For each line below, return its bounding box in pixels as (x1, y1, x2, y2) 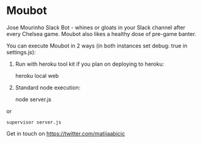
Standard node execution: (15, 83, 81, 91)
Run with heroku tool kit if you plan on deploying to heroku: (15, 60, 164, 68)
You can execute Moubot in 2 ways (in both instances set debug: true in (6, 42, 188, 49)
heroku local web (15, 72, 59, 79)
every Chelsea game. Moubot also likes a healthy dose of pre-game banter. (6, 30, 196, 37)
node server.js (15, 96, 52, 103)
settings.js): (6, 48, 36, 55)
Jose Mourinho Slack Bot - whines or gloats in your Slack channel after (6, 24, 185, 31)
